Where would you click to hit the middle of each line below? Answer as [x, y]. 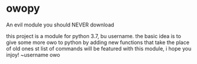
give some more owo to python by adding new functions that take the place [98, 42]
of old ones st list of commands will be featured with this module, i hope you [99, 48]
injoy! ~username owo [33, 55]
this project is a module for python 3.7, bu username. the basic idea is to [94, 36]
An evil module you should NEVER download [60, 25]
